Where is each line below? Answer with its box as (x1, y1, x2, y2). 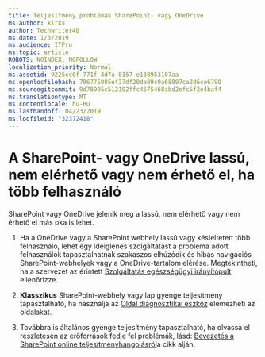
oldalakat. (19, 307, 52, 317)
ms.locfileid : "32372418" (8, 115, 94, 123)
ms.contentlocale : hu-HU (8, 100, 90, 108)
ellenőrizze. (19, 274, 58, 284)
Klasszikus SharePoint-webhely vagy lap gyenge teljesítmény (19, 290, 223, 300)
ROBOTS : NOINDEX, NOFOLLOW (8, 56, 98, 64)
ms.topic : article (8, 48, 69, 56)
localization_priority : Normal (8, 63, 112, 71)
